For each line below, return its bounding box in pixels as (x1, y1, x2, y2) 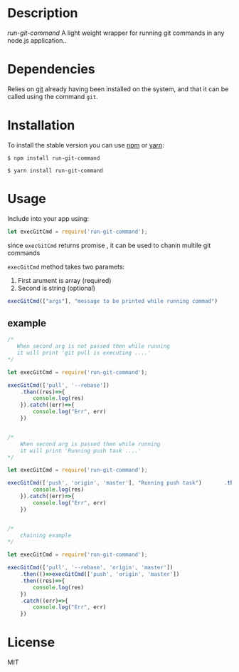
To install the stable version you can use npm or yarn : (7, 140, 165, 149)
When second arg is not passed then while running (16, 343, 171, 350)
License (7, 634, 55, 651)
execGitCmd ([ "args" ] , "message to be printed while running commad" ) (7, 297, 218, 304)
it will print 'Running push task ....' (20, 447, 142, 454)
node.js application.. (7, 36, 67, 44)
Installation (7, 118, 75, 133)
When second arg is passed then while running (20, 440, 161, 448)
